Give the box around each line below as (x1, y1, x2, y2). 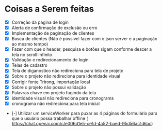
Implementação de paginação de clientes (11, 30, 95, 36)
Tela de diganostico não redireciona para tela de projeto (11, 68, 124, 73)
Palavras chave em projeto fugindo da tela (11, 89, 97, 95)
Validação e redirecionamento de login (11, 57, 89, 63)
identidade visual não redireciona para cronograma (11, 95, 114, 101)
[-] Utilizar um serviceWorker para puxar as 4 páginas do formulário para (11, 110, 158, 116)
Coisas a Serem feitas (4, 3, 94, 15)
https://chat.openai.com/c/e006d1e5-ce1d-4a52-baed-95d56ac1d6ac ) (11, 120, 153, 126)
